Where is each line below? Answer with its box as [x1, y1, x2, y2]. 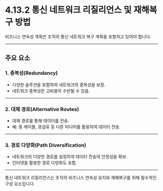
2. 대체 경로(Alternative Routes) [5, 106, 79, 113]
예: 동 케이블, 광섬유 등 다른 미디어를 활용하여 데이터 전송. [12, 124, 121, 130]
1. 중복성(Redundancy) [5, 70, 58, 76]
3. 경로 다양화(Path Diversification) [5, 142, 86, 149]
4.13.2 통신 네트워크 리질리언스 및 [5, 4, 132, 16]
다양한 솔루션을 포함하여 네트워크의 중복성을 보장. [12, 81, 106, 88]
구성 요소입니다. [5, 181, 35, 187]
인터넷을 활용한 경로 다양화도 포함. [12, 160, 77, 166]
